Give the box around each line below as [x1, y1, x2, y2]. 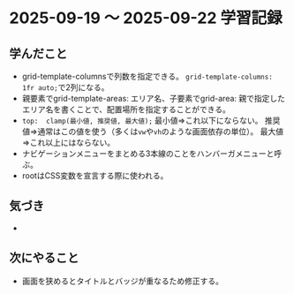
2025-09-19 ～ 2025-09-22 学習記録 [9, 8, 283, 28]
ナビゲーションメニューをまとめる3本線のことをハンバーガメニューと [21, 148, 275, 159]
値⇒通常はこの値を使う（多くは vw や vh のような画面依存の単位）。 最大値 [21, 126, 284, 137]
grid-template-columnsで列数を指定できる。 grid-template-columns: [21, 72, 274, 81]
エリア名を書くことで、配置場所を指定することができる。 [21, 104, 231, 115]
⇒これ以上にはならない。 [21, 138, 116, 147]
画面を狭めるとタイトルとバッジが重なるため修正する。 [21, 275, 223, 286]
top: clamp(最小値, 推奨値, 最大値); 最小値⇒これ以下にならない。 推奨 [21, 116, 281, 125]
